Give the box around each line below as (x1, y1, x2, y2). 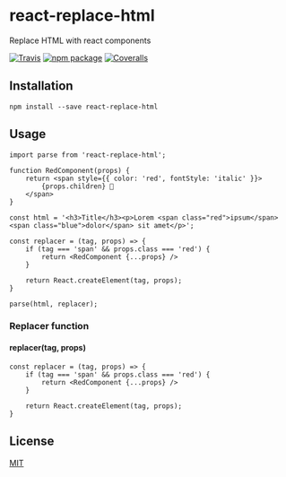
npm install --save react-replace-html (9, 102, 159, 111)
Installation (9, 78, 74, 94)
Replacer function (9, 320, 90, 333)
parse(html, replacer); (9, 299, 99, 308)
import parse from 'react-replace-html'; (9, 150, 167, 160)
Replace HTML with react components (9, 35, 152, 46)
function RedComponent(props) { (9, 166, 130, 175)
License (9, 434, 55, 449)
